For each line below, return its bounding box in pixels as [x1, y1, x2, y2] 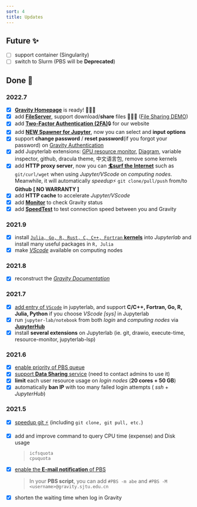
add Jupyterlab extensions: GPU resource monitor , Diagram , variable [14, 148, 182, 155]
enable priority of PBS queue [14, 364, 85, 371]
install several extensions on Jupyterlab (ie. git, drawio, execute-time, [14, 329, 185, 336]
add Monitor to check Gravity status [14, 199, 103, 206]
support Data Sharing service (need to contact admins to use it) [14, 371, 171, 378]
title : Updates [6, 14, 44, 20]
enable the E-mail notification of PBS [14, 465, 106, 473]
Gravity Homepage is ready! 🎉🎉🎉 [14, 106, 96, 113]
